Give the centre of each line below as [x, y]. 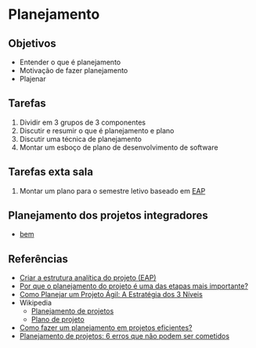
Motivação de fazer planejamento [74, 71]
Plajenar [32, 79]
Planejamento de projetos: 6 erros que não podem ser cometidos [124, 336]
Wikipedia [36, 303]
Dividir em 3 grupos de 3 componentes [83, 122]
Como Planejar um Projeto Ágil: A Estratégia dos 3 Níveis [111, 295]
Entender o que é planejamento [70, 62]
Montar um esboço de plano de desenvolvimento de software [119, 147]
